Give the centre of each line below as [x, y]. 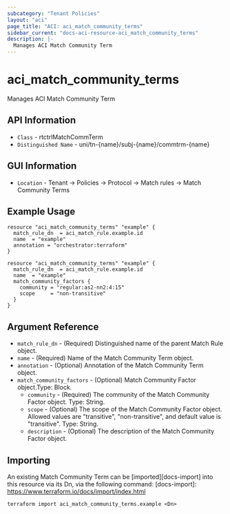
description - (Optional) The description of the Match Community [121, 431]
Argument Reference [53, 327]
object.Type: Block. [44, 387]
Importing [29, 460]
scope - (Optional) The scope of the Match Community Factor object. [125, 409]
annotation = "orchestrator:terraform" [71, 245]
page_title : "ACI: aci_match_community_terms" [75, 26]
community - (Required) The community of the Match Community [118, 395]
